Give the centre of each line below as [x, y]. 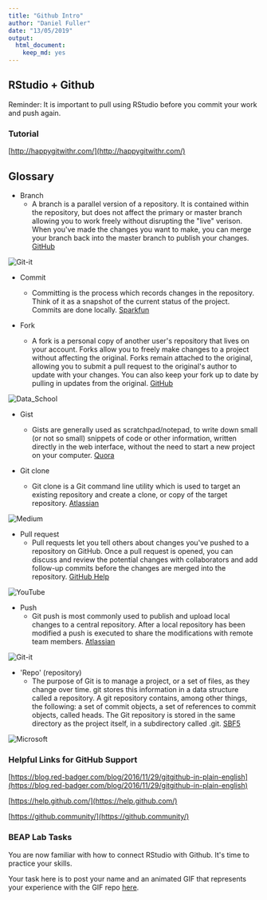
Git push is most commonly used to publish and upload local [131, 615]
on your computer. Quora [73, 455]
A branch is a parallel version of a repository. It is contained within [140, 204]
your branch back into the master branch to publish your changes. [140, 237]
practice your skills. [40, 863]
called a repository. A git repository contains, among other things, [139, 698]
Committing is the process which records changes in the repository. [143, 293]
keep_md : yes [44, 53]
